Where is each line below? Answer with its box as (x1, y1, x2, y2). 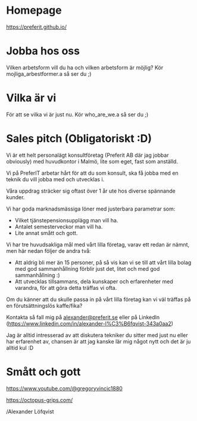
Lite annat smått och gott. (14, 229, 78, 236)
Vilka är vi (6, 91, 57, 105)
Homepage (6, 4, 62, 17)
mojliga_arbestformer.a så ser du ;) (6, 70, 92, 78)
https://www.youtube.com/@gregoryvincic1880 (6, 385, 123, 392)
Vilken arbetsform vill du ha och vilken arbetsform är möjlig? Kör (6, 64, 164, 71)
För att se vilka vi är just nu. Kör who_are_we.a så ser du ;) (6, 111, 149, 118)
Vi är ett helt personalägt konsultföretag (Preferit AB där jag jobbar (6, 151, 169, 159)
